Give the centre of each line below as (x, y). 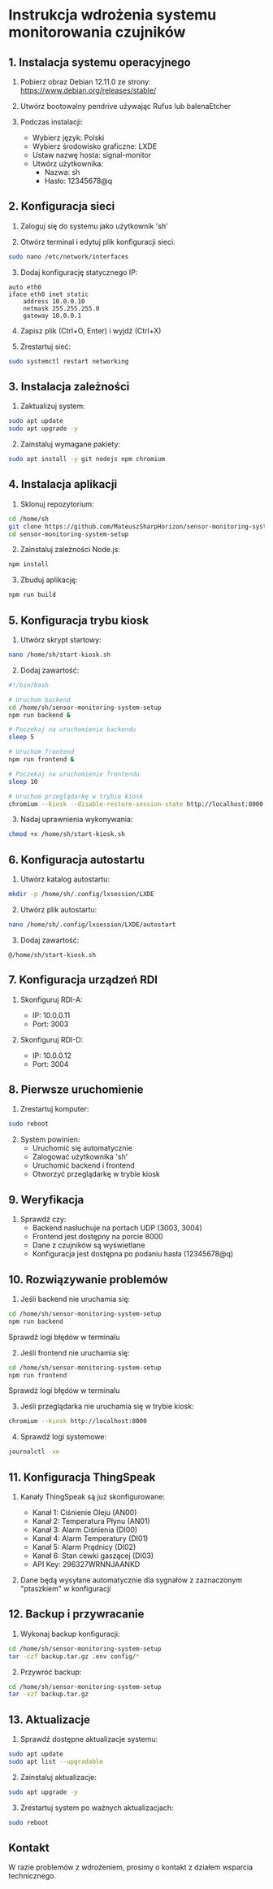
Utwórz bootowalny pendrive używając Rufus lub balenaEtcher (126, 106)
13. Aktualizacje (50, 1719)
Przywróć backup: (51, 1672)
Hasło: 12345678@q (78, 181)
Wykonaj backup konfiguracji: (70, 1634)
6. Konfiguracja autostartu (76, 860)
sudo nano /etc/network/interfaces (69, 257)
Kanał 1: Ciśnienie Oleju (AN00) (84, 1513)
